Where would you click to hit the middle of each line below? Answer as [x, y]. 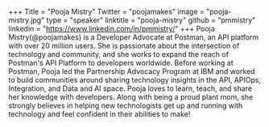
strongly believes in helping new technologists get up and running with [126, 105]
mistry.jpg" [27, 20]
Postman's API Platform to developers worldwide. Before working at [121, 63]
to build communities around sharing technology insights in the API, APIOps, [135, 80]
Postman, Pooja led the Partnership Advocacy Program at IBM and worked [132, 71]
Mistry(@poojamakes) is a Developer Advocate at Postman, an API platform [134, 37]
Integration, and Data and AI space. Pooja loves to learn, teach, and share [130, 88]
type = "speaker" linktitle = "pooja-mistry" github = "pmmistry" [151, 20]
